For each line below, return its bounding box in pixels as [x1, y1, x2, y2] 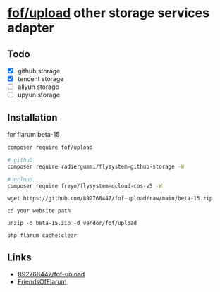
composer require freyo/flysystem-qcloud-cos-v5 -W [7, 182, 162, 190]
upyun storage [17, 90, 60, 99]
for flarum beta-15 [7, 130, 60, 139]
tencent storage [17, 75, 64, 83]
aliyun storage [17, 83, 59, 91]
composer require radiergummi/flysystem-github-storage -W [7, 163, 185, 170]
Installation [7, 111, 58, 123]
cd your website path [7, 207, 71, 214]
